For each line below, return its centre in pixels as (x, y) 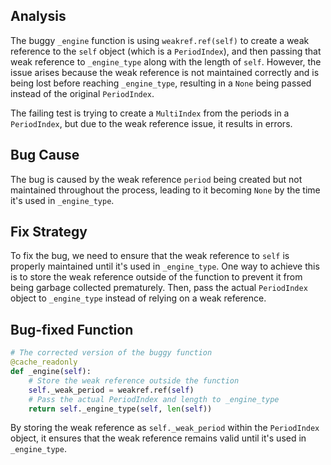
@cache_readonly (44, 362)
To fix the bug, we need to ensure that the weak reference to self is (150, 256)
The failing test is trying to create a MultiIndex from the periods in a (150, 113)
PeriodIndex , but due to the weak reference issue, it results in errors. (151, 123)
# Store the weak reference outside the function (134, 380)
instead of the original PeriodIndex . (82, 93)
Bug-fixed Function (72, 329)
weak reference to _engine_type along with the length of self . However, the (166, 61)
